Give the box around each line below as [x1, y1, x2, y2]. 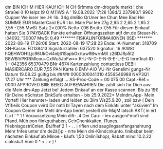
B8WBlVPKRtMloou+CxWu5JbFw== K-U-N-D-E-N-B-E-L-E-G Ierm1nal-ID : [5, 56, 156, 61]
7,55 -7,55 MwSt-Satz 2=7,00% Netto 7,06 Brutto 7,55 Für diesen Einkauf [5, 25, 150, 31]
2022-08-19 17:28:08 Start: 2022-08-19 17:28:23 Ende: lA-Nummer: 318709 [5, 40, 157, 46]
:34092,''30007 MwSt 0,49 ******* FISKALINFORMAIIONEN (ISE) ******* [5, 35, 152, 41]
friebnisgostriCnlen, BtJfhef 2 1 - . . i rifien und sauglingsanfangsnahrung [5, 123, 151, 129]
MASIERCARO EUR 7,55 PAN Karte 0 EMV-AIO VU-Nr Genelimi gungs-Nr [5, 66, 151, 72]
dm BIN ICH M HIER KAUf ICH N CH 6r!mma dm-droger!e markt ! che [5, 4, 144, 10]
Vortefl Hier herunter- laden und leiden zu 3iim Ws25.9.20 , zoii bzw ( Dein [5, 97, 154, 103]
